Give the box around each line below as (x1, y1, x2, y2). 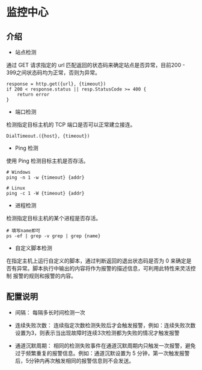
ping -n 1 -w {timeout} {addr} (6, 174, 85, 180)
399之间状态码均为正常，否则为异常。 (6, 69, 101, 76)
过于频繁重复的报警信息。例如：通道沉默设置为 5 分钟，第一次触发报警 (14, 349, 190, 357)
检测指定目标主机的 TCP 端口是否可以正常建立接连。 (6, 121, 136, 128)
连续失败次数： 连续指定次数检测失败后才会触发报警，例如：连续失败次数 (14, 321, 196, 329)
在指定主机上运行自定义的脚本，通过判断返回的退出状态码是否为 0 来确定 (6, 257, 186, 264)
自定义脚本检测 (14, 244, 52, 251)
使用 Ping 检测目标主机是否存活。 (6, 158, 89, 164)
